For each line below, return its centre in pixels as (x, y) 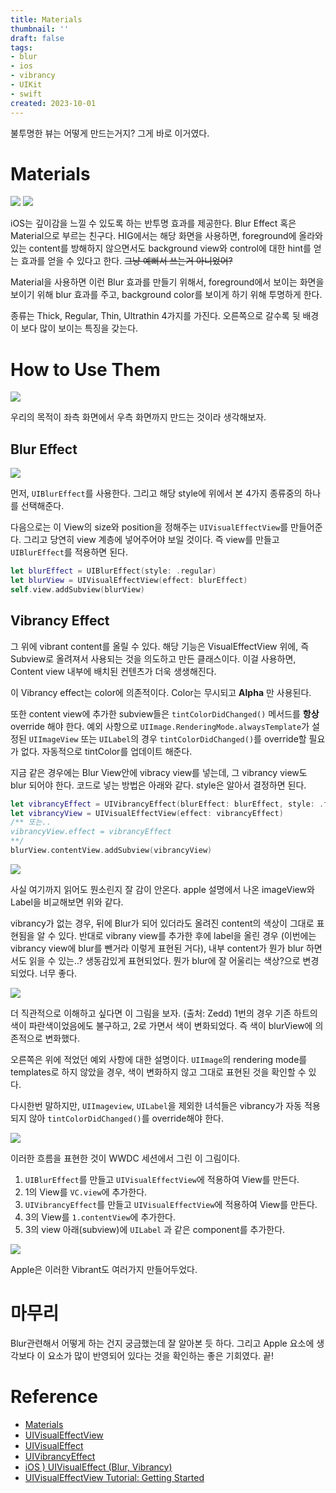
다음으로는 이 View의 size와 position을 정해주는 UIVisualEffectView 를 (149, 527)
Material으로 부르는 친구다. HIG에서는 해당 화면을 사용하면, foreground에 (153, 236)
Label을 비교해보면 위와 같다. (67, 902)
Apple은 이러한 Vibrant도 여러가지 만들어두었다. (104, 1269)
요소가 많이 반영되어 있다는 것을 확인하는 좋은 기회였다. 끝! (160, 1355)
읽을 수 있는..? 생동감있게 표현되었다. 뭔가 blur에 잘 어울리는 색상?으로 (164, 960)
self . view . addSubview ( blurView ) (77, 589)
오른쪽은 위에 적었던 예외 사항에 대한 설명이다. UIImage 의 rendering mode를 (159, 1059)
